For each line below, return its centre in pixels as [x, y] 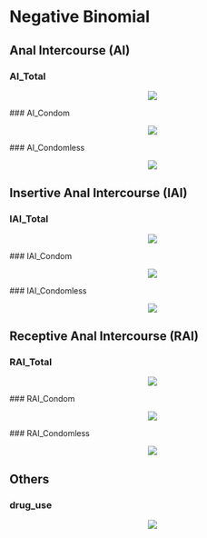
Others [30, 479]
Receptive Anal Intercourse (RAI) [104, 336]
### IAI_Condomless [49, 290]
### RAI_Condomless [50, 433]
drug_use [31, 504]
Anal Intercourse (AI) [70, 50]
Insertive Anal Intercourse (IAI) [99, 193]
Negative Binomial [80, 17]
